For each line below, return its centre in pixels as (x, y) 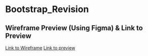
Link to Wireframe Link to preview (40, 48)
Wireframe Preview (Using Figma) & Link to (74, 28)
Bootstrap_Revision (47, 9)
